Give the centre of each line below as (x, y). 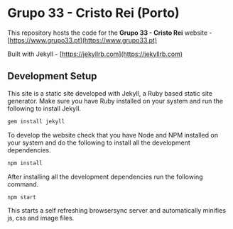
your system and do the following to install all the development (99, 143)
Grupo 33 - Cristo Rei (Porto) (93, 13)
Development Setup (52, 76)
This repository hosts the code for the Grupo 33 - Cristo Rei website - (110, 33)
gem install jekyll (36, 121)
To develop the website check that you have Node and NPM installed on (113, 135)
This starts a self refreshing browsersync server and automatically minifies (116, 211)
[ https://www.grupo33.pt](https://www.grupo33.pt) (82, 40)
